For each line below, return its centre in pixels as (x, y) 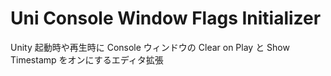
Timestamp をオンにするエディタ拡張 (87, 59)
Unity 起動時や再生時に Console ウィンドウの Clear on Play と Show (150, 47)
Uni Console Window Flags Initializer (166, 18)
